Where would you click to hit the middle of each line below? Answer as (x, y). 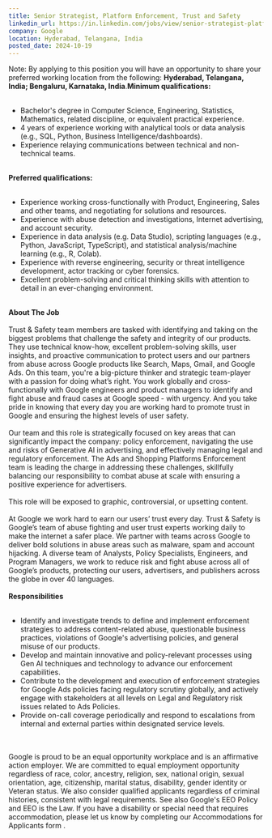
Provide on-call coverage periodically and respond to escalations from (138, 715)
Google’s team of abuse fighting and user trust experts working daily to (127, 528)
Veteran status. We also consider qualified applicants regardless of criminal (134, 791)
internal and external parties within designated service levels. (122, 724)
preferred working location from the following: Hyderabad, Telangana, (126, 78)
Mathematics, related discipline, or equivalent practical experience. (132, 119)
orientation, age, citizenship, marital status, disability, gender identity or (127, 783)
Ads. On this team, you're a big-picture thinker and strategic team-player (130, 372)
